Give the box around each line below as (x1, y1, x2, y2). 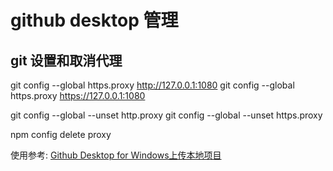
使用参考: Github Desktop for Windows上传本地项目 (10, 149, 222, 161)
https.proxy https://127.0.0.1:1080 (10, 90, 146, 101)
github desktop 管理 (10, 9, 179, 32)
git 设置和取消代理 (10, 52, 123, 69)
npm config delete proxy (10, 129, 112, 140)
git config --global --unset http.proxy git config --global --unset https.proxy (10, 109, 323, 121)
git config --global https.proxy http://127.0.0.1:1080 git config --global (10, 79, 295, 91)
